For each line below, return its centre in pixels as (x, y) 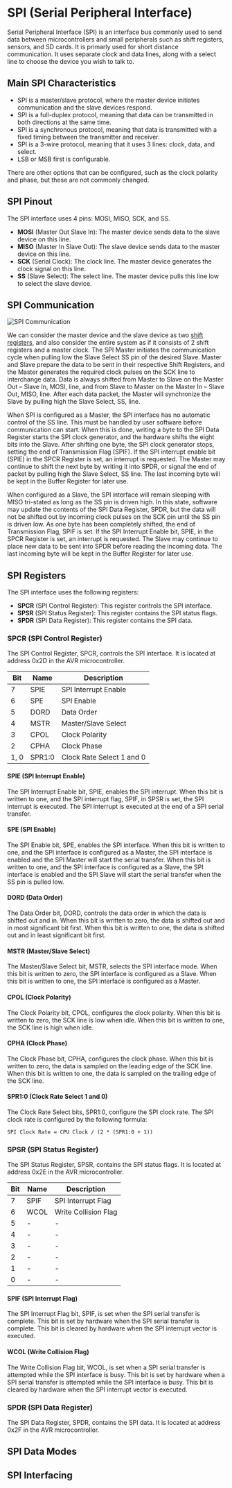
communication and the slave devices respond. (84, 107)
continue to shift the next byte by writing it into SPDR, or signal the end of (112, 467)
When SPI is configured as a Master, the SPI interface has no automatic (109, 415)
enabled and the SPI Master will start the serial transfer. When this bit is (109, 860)
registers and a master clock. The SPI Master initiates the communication (111, 350)
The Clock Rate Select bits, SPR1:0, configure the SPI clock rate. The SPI (110, 1112)
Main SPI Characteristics (62, 84)
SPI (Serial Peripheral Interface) (100, 13)
